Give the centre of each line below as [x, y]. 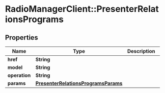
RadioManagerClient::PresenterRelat [82, 9]
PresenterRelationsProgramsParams [79, 83]
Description [141, 51]
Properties [22, 37]
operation [19, 75]
